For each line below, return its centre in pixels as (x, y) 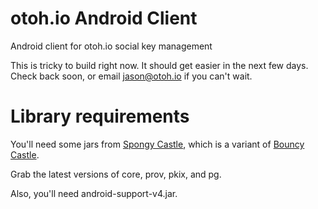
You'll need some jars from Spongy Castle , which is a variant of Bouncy (157, 144)
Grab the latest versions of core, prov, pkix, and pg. (116, 174)
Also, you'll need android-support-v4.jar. (94, 193)
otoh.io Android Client (104, 18)
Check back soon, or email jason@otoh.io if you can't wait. (131, 76)
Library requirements (100, 116)
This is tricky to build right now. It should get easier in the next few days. (159, 65)
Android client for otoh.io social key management (111, 46)
